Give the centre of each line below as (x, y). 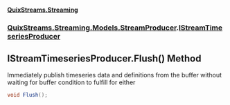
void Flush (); (28, 95)
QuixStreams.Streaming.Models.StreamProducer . (93, 28)
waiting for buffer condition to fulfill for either (71, 82)
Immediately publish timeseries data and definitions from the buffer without (115, 75)
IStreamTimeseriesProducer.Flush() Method (104, 58)
